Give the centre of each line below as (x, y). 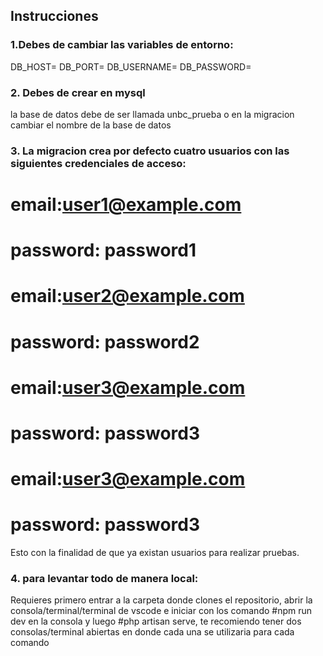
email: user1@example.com (126, 205)
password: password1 (103, 250)
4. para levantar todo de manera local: (104, 579)
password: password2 (105, 341)
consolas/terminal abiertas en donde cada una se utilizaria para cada (152, 632)
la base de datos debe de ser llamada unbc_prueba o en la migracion (152, 114)
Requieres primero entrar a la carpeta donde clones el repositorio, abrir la (161, 600)
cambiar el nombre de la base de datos (91, 125)
